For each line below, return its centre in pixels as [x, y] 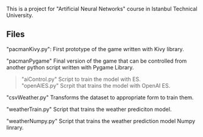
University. [20, 15]
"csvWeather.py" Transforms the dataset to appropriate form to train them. [100, 97]
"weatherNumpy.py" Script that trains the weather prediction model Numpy [101, 121]
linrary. [15, 127]
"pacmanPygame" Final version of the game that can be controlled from [97, 61]
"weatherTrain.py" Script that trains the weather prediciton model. [89, 109]
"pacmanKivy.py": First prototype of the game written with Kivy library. [95, 49]
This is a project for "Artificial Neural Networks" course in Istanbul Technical [102, 9]
